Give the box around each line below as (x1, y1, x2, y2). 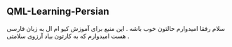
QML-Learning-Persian (6, 6, 109, 18)
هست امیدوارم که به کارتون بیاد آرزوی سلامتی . (6, 32, 130, 40)
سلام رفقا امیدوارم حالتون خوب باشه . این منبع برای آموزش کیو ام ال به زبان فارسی (6, 24, 226, 32)
